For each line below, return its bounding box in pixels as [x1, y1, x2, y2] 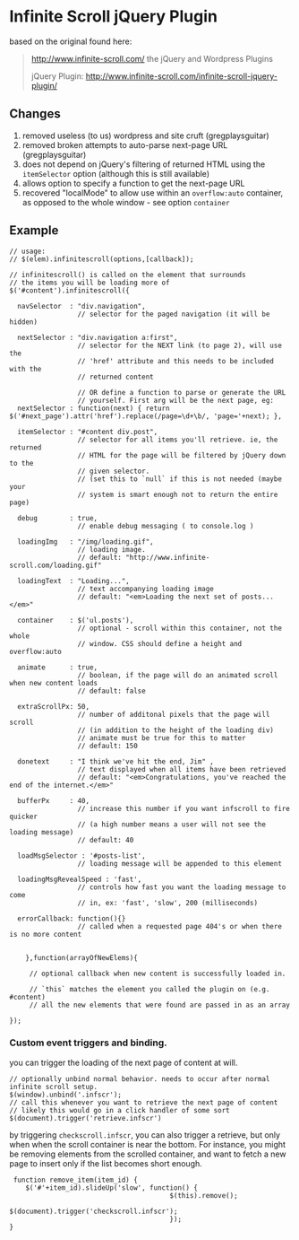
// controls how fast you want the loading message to [77, 882, 286, 892]
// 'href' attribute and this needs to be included [77, 356, 275, 365]
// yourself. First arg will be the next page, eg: [77, 396, 275, 405]
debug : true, [17, 513, 98, 522]
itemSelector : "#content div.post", [17, 427, 158, 436]
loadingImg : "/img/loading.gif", [17, 537, 154, 546]
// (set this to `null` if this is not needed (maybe [77, 474, 282, 484]
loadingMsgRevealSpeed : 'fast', [17, 875, 142, 884]
